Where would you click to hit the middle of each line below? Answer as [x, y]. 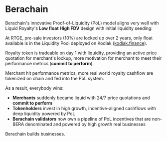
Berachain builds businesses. [35, 134]
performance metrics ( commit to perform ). [49, 63]
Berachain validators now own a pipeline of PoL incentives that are [82, 119]
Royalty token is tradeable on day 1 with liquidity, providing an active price [81, 53]
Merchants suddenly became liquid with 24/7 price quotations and [81, 98]
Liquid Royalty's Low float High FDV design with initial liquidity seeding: [79, 28]
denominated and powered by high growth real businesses [85, 124]
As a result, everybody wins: [34, 88]
